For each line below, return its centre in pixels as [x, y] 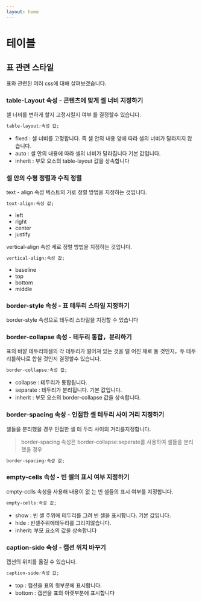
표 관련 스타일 [30, 68]
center [23, 228]
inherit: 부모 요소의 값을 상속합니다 [56, 530]
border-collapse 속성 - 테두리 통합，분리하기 [69, 337]
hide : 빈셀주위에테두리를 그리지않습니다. [63, 522]
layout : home [23, 12]
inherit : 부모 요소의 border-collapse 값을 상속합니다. [78, 398]
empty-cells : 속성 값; [32, 503]
